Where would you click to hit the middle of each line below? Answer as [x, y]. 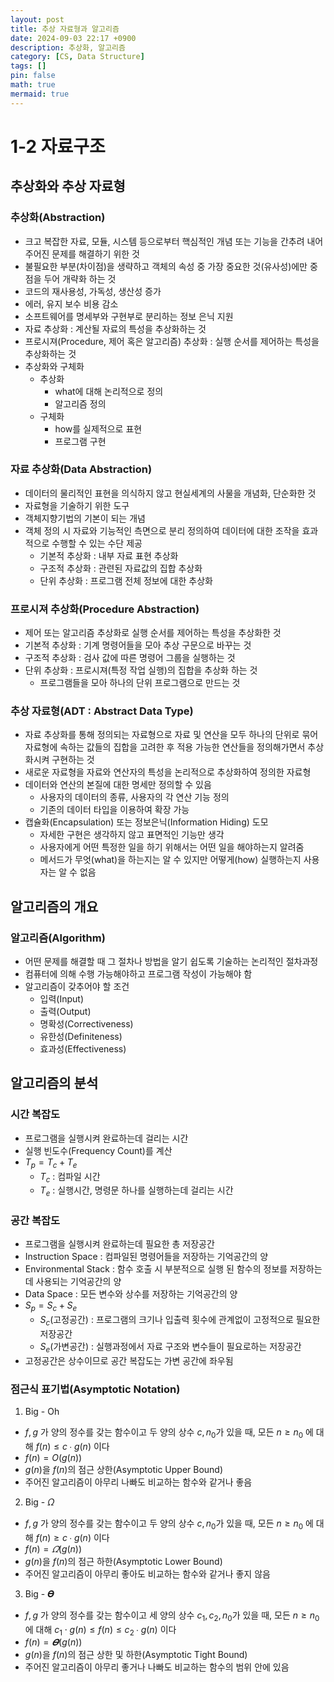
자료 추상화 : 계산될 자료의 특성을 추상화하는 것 [115, 328]
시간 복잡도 [35, 1114]
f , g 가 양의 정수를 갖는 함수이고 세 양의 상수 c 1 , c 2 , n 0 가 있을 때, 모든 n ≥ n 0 [172, 1616]
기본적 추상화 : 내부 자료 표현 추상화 [109, 555]
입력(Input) [62, 999]
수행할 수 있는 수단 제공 [97, 543]
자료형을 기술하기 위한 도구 [77, 505]
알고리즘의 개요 [54, 906]
